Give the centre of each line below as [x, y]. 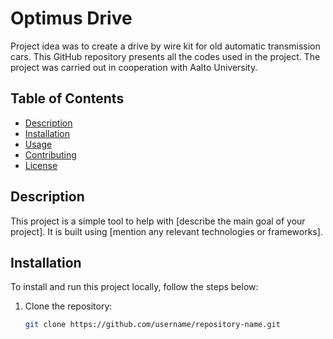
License [41, 165]
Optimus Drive [71, 18]
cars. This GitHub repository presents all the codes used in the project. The [165, 56]
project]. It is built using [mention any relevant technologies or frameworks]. [166, 231]
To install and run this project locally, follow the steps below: [134, 287]
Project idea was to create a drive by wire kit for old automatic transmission [165, 46]
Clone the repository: [68, 306]
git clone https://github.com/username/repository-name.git [152, 325]
